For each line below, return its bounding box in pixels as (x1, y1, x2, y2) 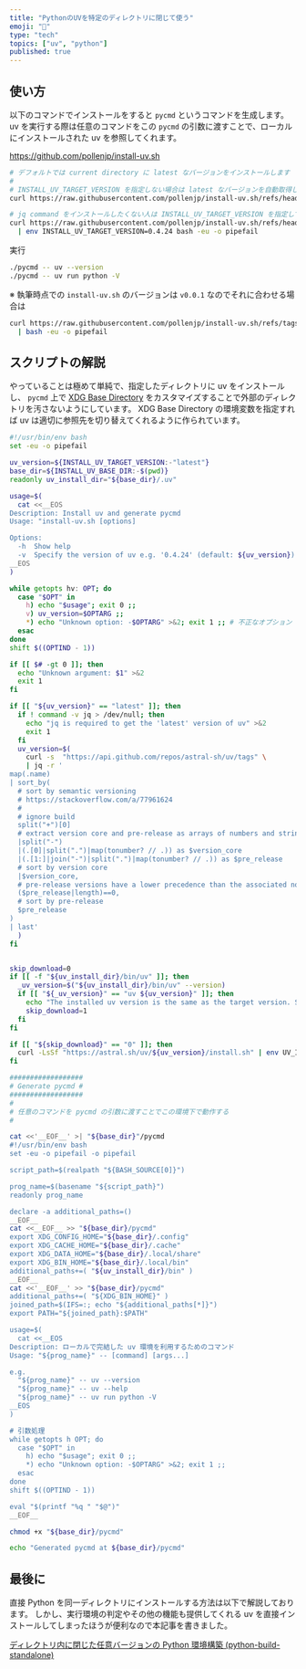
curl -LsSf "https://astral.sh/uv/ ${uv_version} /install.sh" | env (17, 1048, 280, 1057)
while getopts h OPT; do (9, 1434, 104, 1443)
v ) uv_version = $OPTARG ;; (25, 609, 125, 619)
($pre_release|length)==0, (17, 888, 120, 897)
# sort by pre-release (17, 897, 104, 907)
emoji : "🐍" (9, 22, 51, 31)
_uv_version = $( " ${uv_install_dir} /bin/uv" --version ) (17, 981, 226, 991)
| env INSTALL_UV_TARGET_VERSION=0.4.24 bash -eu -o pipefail (17, 227, 259, 236)
